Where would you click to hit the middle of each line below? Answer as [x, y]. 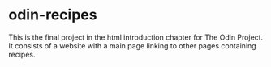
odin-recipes [53, 15]
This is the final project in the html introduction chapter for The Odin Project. [136, 37]
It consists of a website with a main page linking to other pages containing [133, 45]
